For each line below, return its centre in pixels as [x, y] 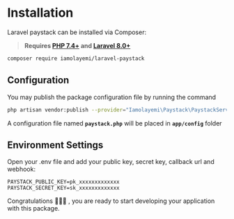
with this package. [34, 209]
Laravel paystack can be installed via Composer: [77, 32]
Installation [40, 13]
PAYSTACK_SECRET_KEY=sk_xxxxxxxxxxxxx [63, 188]
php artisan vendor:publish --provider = [67, 109]
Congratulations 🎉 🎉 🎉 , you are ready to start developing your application [111, 201]
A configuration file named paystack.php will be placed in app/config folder [115, 123]
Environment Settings [55, 145]
